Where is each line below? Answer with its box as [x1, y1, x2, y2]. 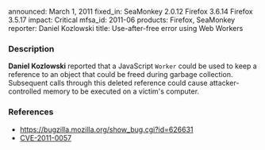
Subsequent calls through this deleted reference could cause [8, 79, 208, 88]
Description [8, 43, 55, 54]
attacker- [209, 79, 240, 88]
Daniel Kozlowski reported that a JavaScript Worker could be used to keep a [8, 61, 258, 71]
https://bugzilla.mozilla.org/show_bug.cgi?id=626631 [19, 125, 194, 134]
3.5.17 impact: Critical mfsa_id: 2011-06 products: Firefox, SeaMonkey [8, 15, 236, 25]
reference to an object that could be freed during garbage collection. [8, 70, 233, 79]
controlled [8, 87, 42, 96]
